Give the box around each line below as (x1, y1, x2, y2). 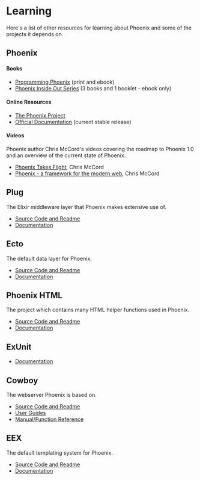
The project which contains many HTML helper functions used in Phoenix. (6, 306, 190, 314)
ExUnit (6, 341, 32, 352)
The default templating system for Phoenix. (6, 449, 113, 456)
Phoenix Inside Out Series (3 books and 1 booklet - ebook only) (14, 84, 172, 92)
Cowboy (6, 375, 38, 385)
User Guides (14, 410, 46, 416)
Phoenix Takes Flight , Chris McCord (14, 163, 104, 170)
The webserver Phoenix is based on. (6, 391, 97, 398)
